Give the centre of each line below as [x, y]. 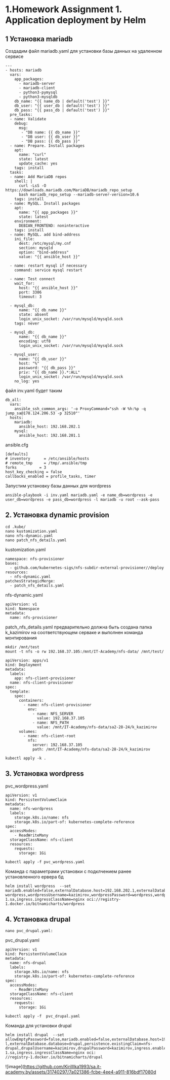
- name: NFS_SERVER [53, 714]
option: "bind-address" [44, 252]
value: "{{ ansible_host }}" [49, 257]
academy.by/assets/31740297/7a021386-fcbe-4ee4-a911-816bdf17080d [81, 1072]
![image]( [15, 1067]
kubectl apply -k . [26, 758]
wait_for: [25, 283]
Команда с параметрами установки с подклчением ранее [68, 871]
